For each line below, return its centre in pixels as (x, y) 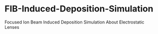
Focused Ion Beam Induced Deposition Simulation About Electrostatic (75, 22)
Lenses (12, 27)
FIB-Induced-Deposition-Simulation (79, 9)
